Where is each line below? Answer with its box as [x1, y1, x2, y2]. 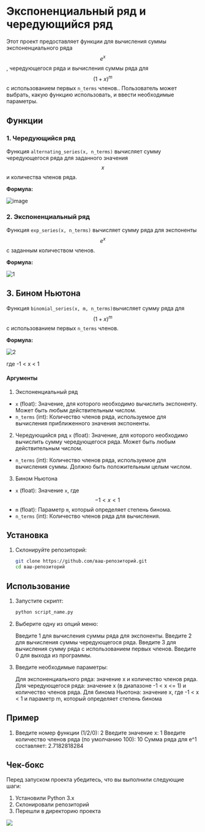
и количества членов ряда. [6, 173, 78, 180]
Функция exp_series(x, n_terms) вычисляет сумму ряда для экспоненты [6, 226, 197, 234]
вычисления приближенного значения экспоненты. [15, 419, 151, 427]
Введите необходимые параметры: [15, 663, 108, 671]
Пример [6, 713, 39, 723]
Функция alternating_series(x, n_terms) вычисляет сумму [6, 147, 162, 155]
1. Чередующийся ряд [6, 134, 76, 142]
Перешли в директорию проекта [15, 807, 101, 815]
